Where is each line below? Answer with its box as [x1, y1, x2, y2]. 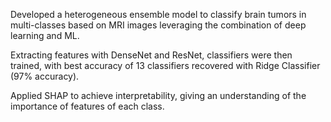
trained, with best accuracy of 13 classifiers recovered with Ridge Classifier [10, 60, 321, 71]
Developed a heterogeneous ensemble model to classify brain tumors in [10, 9, 307, 20]
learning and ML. [10, 30, 80, 41]
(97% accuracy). [10, 70, 80, 82]
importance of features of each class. [10, 100, 165, 112]
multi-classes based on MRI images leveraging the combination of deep [10, 19, 307, 31]
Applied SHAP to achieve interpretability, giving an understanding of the [10, 90, 307, 101]
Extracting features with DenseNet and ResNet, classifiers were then [10, 49, 293, 61]
